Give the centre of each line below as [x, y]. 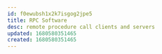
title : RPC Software [38, 20]
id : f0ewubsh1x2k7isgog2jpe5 [50, 14]
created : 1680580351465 [42, 40]
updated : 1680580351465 [42, 33]
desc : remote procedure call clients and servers [81, 27]
